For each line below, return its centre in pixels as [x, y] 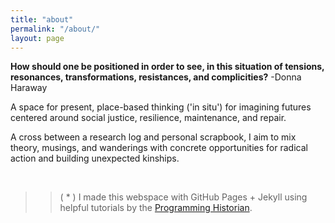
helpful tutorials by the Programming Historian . [156, 208]
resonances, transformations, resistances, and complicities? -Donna [156, 77]
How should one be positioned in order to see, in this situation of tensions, [167, 67]
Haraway [29, 88]
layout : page [37, 38]
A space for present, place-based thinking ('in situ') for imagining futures [161, 107]
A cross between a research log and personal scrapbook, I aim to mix [153, 137]
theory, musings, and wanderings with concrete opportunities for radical [159, 148]
